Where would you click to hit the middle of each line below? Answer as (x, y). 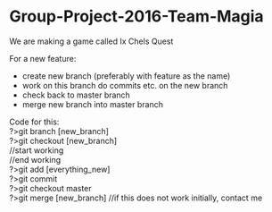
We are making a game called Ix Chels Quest (91, 41)
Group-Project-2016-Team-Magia (137, 17)
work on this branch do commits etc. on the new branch (125, 85)
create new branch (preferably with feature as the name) (126, 76)
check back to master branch (76, 95)
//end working (35, 159)
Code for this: (34, 122)
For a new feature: (43, 58)
